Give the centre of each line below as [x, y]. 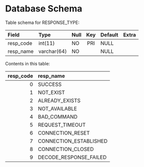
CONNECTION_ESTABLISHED [73, 141]
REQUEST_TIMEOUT [62, 125]
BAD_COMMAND [58, 117]
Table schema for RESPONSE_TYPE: [42, 22]
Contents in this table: [28, 63]
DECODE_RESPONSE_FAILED [72, 157]
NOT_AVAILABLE [58, 109]
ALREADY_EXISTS [59, 100]
